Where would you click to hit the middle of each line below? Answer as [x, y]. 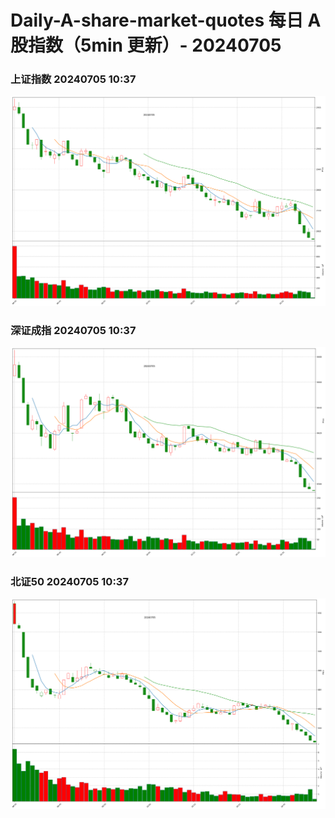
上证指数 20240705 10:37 [73, 79]
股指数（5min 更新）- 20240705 [146, 45]
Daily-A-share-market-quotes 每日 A [166, 20]
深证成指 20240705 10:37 [73, 330]
